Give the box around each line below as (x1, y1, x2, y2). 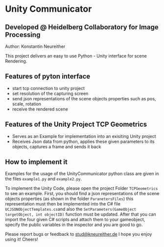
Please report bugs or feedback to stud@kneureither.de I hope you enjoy (5, 231, 152, 237)
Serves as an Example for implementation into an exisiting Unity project (12, 133, 156, 139)
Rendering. (5, 58, 27, 64)
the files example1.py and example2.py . (5, 176, 82, 182)
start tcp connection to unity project (12, 85, 85, 91)
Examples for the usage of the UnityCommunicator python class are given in (5, 171, 159, 177)
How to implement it (5, 158, 68, 166)
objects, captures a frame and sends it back (12, 143, 101, 150)
